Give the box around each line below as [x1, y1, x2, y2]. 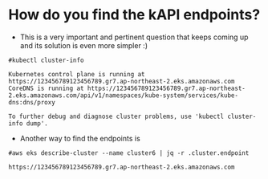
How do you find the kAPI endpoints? [8, 6, 261, 24]
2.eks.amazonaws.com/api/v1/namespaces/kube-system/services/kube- [8, 91, 239, 100]
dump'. [26, 119, 48, 128]
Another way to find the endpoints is [19, 133, 140, 143]
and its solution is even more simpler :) [19, 40, 148, 50]
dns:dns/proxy [8, 98, 56, 106]
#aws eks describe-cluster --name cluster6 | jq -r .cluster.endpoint [8, 148, 250, 157]
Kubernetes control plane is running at [8, 70, 146, 78]
